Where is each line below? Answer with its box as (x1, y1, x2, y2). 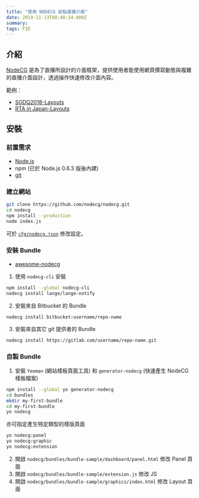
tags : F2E (6, 25, 31, 32)
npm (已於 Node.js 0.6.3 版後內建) (14, 165, 99, 172)
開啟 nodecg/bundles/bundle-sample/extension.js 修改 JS (14, 470, 158, 478)
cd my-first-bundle (6, 403, 55, 409)
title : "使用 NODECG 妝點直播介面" (6, 8, 88, 15)
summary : (6, 20, 28, 26)
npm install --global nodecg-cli (6, 285, 90, 291)
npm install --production (6, 213, 71, 219)
